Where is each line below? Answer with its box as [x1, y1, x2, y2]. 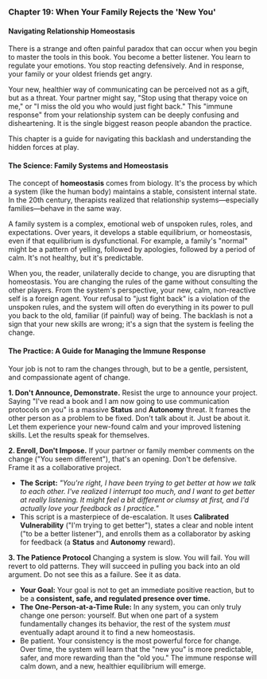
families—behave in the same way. [8, 204, 122, 214]
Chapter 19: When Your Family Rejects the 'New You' [8, 6, 216, 18]
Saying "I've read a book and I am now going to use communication [8, 396, 230, 406]
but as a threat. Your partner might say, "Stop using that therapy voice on [8, 93, 248, 103]
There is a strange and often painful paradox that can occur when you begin [8, 44, 258, 53]
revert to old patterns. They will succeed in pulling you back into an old [8, 561, 241, 571]
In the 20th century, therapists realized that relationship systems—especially [8, 195, 259, 205]
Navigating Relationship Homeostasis [8, 26, 135, 36]
